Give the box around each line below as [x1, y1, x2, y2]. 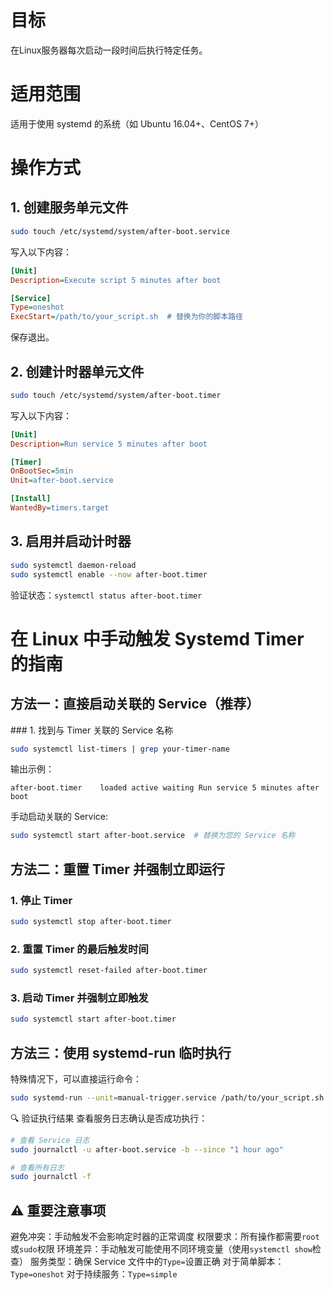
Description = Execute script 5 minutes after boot [10, 275, 222, 285]
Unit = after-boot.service [10, 476, 114, 486]
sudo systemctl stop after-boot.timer [10, 916, 172, 926]
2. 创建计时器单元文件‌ [10, 363, 145, 380]
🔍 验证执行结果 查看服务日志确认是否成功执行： [10, 1112, 208, 1124]
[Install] [10, 494, 52, 504]
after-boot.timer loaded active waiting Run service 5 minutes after [10, 783, 320, 793]
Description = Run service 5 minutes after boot [10, 439, 208, 449]
